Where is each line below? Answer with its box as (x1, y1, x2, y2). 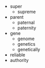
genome (17, 36, 35, 42)
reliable (9, 52, 25, 58)
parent (9, 14, 24, 20)
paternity (17, 25, 36, 31)
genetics (17, 41, 36, 47)
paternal (17, 19, 35, 25)
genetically (17, 47, 40, 52)
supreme (17, 9, 36, 15)
